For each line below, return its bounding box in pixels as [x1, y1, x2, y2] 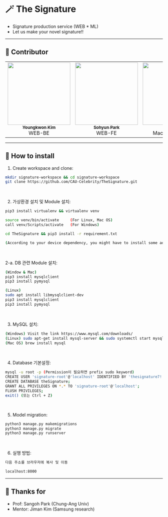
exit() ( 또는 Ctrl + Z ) [5, 393, 52, 398]
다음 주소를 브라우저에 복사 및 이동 [5, 460, 68, 465]
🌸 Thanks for [5, 488, 46, 496]
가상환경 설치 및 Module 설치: [12, 199, 71, 205]
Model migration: [12, 412, 47, 418]
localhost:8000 [5, 469, 37, 474]
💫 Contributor [5, 48, 48, 56]
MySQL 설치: [12, 321, 38, 327]
